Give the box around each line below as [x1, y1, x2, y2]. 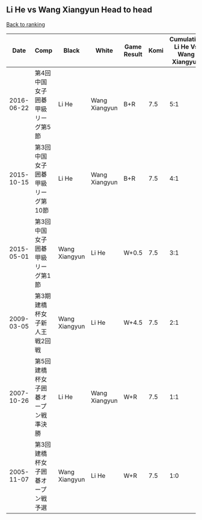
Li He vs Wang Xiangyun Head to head [6, 5, 152, 15]
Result [123, 50, 142, 58]
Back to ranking [6, 20, 45, 28]
